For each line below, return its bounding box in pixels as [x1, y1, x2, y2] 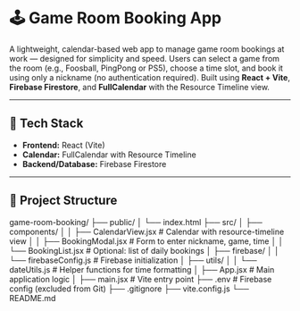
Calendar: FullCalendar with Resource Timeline [21, 149, 196, 160]
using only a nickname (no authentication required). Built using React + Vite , [9, 71, 290, 82]
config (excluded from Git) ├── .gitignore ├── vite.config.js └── [9, 283, 250, 294]
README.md [9, 292, 56, 303]
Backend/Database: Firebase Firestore [21, 158, 167, 169]
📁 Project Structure [9, 193, 118, 208]
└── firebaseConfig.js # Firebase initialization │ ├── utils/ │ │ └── [9, 255, 257, 265]
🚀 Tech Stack [9, 116, 84, 131]
